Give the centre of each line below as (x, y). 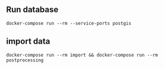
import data (28, 42)
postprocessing (25, 60)
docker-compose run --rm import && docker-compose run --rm (82, 55)
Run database (32, 10)
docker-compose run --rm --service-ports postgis (69, 23)
